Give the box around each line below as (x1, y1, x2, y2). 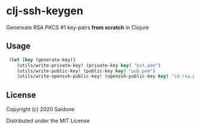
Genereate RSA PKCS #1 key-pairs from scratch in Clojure (6, 24, 149, 31)
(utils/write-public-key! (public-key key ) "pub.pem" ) (17, 68, 156, 74)
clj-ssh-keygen (6, 4, 83, 18)
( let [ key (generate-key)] (8, 56, 76, 63)
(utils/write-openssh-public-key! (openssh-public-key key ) (17, 73, 169, 80)
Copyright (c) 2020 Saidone (6, 106, 75, 113)
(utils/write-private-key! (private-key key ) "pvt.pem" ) (17, 62, 161, 68)
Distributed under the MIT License (6, 117, 90, 124)
